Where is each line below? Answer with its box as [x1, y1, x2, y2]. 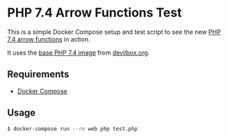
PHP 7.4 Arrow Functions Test [7, 5, 182, 21]
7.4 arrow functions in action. [7, 35, 90, 43]
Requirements [7, 68, 69, 80]
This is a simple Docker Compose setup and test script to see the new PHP [7, 28, 221, 36]
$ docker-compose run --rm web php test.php [7, 125, 138, 132]
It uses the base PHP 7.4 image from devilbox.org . [7, 48, 150, 57]
